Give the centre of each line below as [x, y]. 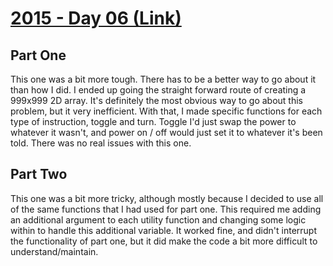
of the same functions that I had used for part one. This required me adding [166, 209]
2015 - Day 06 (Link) [96, 18]
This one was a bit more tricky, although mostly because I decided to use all [167, 198]
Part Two [39, 174]
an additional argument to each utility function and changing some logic [158, 219]
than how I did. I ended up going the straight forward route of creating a [158, 90]
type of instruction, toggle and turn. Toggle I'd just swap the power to [153, 121]
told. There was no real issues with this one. [101, 143]
